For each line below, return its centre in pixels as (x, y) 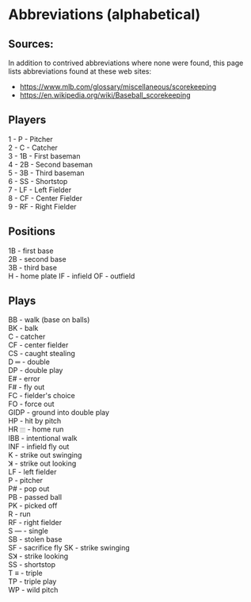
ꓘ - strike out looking (42, 464)
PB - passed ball (35, 497)
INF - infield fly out (39, 447)
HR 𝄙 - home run (36, 429)
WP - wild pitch (33, 590)
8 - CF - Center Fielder (46, 198)
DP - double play (36, 370)
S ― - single (29, 531)
